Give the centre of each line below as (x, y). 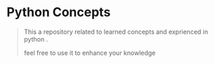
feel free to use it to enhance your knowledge (90, 53)
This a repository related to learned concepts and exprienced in (116, 32)
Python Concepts (59, 12)
